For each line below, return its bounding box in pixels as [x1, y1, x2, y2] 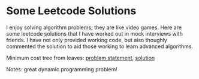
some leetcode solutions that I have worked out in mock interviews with [6, 30, 183, 37]
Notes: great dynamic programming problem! [6, 65, 118, 72]
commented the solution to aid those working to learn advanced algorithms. [6, 43, 194, 50]
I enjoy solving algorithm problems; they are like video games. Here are [6, 24, 182, 31]
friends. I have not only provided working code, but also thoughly [6, 36, 168, 43]
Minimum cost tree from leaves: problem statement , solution [6, 54, 155, 61]
